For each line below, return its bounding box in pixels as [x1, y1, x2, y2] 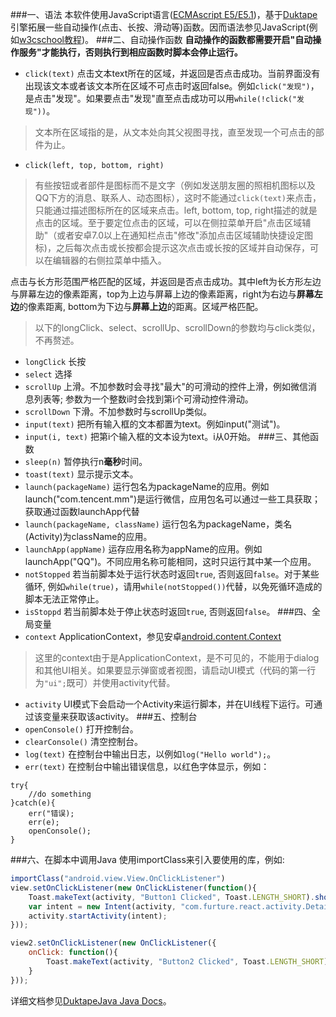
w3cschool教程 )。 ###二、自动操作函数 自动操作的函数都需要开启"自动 [19, 34, 313, 45]
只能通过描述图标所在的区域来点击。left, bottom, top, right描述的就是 [34, 204, 318, 216]
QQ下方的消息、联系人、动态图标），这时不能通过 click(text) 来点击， [34, 192, 322, 203]
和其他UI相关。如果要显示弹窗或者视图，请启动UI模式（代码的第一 [34, 664, 308, 676]
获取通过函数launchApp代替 [24, 506, 140, 517]
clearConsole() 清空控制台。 [24, 736, 143, 747]
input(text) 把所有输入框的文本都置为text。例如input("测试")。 [24, 418, 286, 430]
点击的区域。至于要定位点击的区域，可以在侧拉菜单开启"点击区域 [34, 217, 303, 228]
